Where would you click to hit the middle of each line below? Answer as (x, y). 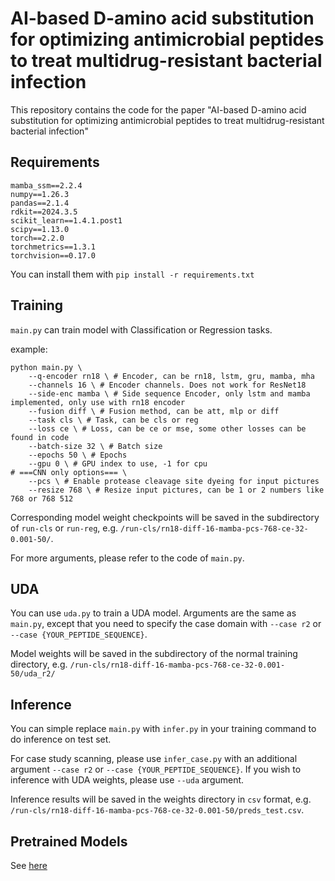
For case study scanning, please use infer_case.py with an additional (154, 759)
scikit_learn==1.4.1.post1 (66, 220)
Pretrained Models (69, 841)
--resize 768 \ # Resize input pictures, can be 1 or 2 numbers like (176, 490)
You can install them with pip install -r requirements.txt (132, 274)
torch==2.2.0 (37, 238)
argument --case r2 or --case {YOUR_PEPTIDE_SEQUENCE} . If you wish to (156, 769)
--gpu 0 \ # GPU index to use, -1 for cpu (118, 463)
